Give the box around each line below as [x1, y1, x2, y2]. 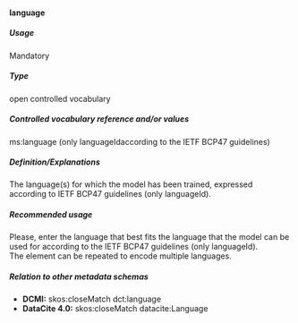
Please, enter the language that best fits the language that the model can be [9, 232, 290, 242]
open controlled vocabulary [9, 93, 111, 104]
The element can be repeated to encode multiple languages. [9, 251, 233, 261]
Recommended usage [9, 209, 93, 220]
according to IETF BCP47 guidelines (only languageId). [9, 189, 212, 200]
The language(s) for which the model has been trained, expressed [9, 179, 253, 190]
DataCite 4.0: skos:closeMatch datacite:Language [21, 303, 209, 314]
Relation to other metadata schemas [9, 271, 149, 282]
